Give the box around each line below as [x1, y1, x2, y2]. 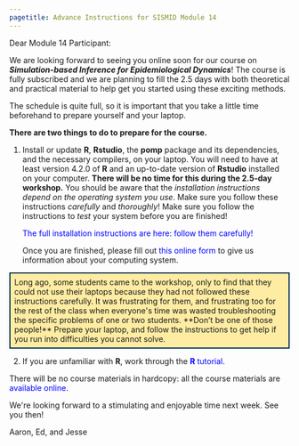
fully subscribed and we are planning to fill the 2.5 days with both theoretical [9, 73, 290, 85]
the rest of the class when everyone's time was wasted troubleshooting [14, 304, 276, 316]
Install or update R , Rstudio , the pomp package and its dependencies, [21, 144, 280, 155]
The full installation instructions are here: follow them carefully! [21, 228, 254, 239]
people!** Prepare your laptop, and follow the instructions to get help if [14, 324, 277, 335]
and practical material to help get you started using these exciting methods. [9, 83, 287, 93]
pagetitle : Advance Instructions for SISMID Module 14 [9, 12, 217, 22]
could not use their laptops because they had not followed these [14, 286, 251, 296]
